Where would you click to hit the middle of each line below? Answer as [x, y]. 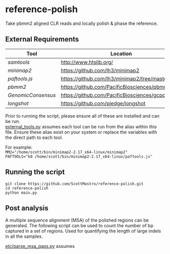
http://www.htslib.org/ [87, 62]
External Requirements [42, 39]
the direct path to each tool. [34, 137]
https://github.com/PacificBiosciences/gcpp [113, 95]
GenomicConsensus [32, 95]
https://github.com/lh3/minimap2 [100, 70]
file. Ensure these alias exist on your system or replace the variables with [81, 132]
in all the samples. [24, 236]
